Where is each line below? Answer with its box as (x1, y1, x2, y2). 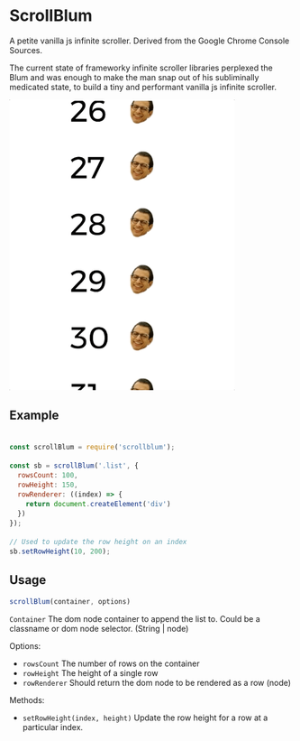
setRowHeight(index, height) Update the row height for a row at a (22, 712, 268, 723)
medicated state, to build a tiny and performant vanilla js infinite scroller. (9, 81, 277, 92)
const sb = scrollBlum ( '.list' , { (9, 461, 140, 470)
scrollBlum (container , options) (9, 597, 131, 606)
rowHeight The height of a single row (22, 667, 159, 678)
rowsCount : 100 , (17, 471, 78, 480)
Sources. (9, 44, 43, 55)
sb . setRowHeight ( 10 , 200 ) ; (9, 547, 111, 556)
